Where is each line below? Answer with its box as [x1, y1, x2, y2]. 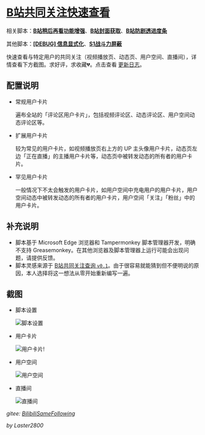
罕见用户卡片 [15, 173, 48, 180]
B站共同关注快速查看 [6, 6, 110, 20]
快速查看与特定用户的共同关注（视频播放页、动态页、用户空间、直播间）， [6, 53, 192, 60]
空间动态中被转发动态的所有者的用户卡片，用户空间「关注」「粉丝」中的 [15, 194, 195, 201]
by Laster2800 [6, 422, 44, 429]
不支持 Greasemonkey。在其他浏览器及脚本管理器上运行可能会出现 [15, 246, 184, 253]
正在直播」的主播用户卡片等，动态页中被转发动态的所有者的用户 [26, 152, 187, 160]
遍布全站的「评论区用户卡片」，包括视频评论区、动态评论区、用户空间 [15, 111, 190, 118]
